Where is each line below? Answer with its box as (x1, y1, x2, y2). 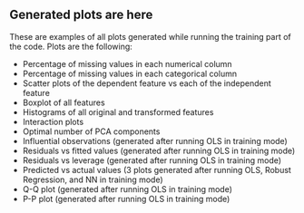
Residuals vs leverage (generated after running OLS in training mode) (22, 154, 282, 166)
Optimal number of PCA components (22, 126, 161, 137)
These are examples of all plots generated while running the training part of (9, 31, 292, 42)
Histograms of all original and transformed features (22, 106, 214, 117)
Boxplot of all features (22, 97, 106, 108)
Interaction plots (22, 116, 84, 127)
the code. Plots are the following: (9, 41, 133, 52)
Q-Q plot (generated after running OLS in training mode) (22, 183, 233, 194)
